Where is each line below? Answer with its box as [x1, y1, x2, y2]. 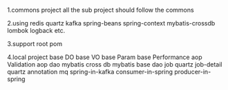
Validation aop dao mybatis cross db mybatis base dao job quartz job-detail [7, 60, 222, 68]
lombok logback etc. [7, 27, 66, 34]
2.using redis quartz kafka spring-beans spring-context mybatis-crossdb [7, 19, 216, 27]
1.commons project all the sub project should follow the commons [7, 6, 195, 14]
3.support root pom [7, 40, 63, 47]
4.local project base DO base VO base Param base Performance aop [7, 53, 202, 61]
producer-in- [174, 68, 211, 76]
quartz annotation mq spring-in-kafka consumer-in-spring [7, 68, 173, 76]
